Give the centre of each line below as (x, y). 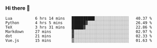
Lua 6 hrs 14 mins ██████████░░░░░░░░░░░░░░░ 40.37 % (79, 19)
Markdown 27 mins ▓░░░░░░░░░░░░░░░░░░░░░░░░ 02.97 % (79, 32)
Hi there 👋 (18, 8)
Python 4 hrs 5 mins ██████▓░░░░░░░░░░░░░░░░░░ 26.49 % (79, 23)
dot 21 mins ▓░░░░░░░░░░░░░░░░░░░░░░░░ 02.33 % (79, 36)
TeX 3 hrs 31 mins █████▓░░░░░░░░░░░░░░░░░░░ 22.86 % (79, 27)
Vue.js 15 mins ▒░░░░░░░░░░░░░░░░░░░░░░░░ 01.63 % (79, 41)
